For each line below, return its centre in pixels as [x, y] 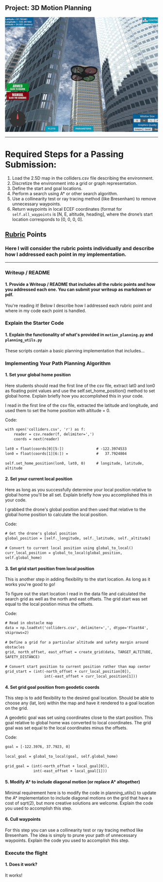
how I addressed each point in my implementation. [66, 254]
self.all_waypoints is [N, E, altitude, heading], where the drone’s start [82, 214]
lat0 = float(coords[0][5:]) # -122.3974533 [66, 449]
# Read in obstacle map [29, 623]
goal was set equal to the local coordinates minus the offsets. [66, 728]
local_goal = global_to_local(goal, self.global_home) [62, 757]
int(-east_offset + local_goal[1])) [70, 771]
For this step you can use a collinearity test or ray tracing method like [74, 830]
